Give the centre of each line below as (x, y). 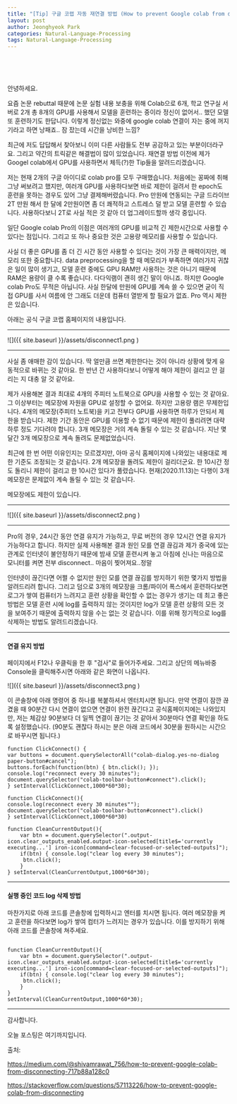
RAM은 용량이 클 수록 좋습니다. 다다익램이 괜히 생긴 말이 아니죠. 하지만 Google (116, 278)
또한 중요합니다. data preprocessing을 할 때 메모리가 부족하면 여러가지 (118, 260)
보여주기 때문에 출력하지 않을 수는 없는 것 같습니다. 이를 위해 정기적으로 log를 (121, 613)
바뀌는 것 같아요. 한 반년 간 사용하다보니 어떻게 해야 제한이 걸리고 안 (124, 370)
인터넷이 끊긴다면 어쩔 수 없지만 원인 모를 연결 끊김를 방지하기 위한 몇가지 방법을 (117, 578)
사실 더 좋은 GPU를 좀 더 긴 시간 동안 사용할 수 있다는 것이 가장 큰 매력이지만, (113, 252)
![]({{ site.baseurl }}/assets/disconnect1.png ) (73, 340)
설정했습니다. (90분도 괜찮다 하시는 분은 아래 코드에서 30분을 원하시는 (111, 727)
